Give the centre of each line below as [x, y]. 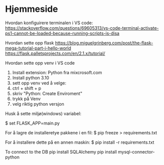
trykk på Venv [26, 99]
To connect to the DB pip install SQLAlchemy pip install [61, 152]
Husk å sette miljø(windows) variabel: [43, 113]
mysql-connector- [136, 152]
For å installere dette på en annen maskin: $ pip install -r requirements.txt [80, 142]
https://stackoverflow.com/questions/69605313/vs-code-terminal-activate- [82, 28]
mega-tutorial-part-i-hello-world [38, 48]
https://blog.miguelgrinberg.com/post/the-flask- [104, 42]
